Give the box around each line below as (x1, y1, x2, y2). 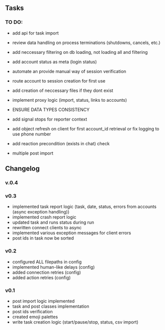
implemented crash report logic (12, 214, 77, 220)
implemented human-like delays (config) (12, 264, 95, 270)
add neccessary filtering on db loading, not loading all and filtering (12, 49, 148, 55)
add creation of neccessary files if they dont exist (12, 87, 114, 93)
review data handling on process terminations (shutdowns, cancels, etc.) (12, 40, 161, 45)
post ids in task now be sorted (12, 235, 74, 241)
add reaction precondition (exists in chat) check (12, 140, 110, 146)
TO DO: (5, 19, 23, 26)
